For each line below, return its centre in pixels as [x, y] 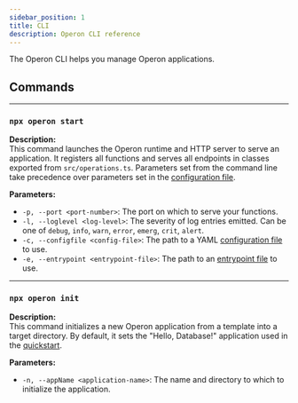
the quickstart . [35, 345]
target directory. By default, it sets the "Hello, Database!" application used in [149, 336]
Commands [42, 87]
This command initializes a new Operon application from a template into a [143, 326]
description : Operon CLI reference [75, 34]
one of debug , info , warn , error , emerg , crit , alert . [113, 231]
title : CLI [29, 26]
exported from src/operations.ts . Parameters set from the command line [143, 168]
